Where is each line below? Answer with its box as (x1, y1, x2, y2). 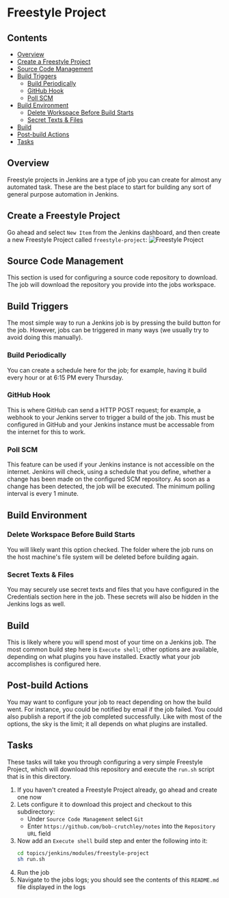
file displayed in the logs (16, 883, 86, 891)
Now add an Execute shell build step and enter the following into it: (16, 836, 208, 845)
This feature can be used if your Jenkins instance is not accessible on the (7, 460, 215, 469)
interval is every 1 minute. (7, 490, 79, 498)
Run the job (16, 869, 50, 877)
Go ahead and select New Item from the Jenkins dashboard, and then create (7, 228, 221, 236)
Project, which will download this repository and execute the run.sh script (7, 765, 215, 773)
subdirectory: (16, 807, 55, 816)
